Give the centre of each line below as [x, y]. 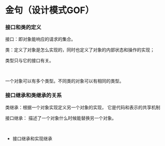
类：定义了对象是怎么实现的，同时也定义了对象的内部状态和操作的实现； [80, 50]
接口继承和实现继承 [32, 138]
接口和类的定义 [23, 27]
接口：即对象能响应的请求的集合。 [40, 39]
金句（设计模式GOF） [50, 10]
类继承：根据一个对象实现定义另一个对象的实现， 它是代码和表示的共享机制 [83, 107]
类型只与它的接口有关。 [29, 60]
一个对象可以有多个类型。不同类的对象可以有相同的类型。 [64, 81]
